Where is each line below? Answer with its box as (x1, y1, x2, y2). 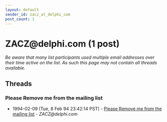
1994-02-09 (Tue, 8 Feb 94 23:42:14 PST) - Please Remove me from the (12, 106, 162, 112)
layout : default (5, 7, 39, 12)
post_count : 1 (5, 16, 35, 21)
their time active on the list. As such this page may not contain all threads (5, 60, 157, 66)
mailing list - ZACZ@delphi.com (12, 111, 78, 117)
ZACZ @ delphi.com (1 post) (5, 38, 120, 49)
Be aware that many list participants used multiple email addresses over (5, 54, 155, 60)
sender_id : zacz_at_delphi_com (5, 12, 70, 17)
